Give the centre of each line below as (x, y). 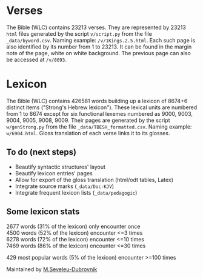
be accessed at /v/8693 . (36, 59)
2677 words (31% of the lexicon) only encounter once (73, 226)
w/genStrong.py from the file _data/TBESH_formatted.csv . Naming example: (99, 126)
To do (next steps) (42, 152)
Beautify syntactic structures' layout (60, 167)
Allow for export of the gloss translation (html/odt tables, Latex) (94, 180)
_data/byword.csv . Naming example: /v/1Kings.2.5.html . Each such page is (101, 40)
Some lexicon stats (43, 212)
